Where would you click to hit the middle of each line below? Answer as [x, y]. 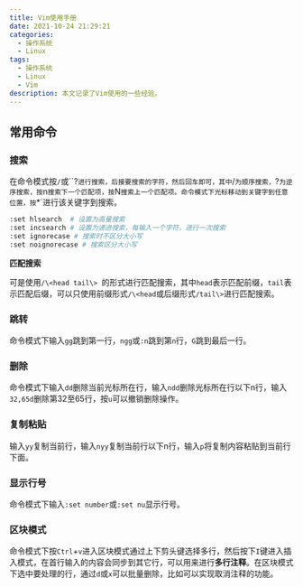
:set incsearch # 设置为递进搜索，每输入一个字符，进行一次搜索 [118, 228]
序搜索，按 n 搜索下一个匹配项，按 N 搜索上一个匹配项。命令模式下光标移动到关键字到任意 [149, 191]
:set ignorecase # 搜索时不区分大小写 [76, 236]
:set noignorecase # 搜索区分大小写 [73, 245]
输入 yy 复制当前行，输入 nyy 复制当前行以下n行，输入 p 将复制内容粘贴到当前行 [150, 446]
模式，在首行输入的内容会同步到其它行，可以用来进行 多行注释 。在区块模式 [155, 563]
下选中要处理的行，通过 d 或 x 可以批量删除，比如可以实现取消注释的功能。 [144, 573]
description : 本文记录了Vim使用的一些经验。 [86, 93]
